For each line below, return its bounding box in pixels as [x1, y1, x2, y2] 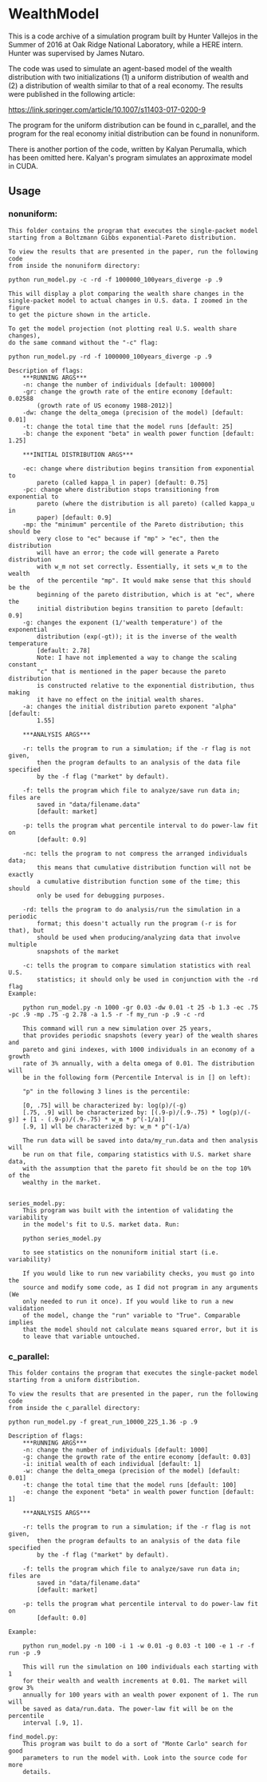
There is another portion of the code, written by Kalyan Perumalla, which [8, 144, 247, 154]
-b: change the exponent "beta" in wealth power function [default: [22, 430, 255, 438]
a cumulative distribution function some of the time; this [37, 877, 241, 885]
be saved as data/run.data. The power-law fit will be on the [22, 1704, 234, 1712]
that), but [8, 926, 45, 934]
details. [22, 1768, 52, 1776]
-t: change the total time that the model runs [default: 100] [22, 1480, 238, 1488]
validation [8, 1305, 45, 1313]
